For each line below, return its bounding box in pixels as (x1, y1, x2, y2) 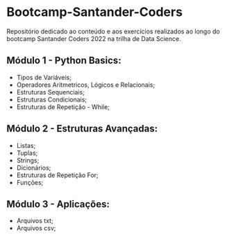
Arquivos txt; (16, 217, 53, 225)
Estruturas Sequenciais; (16, 88, 85, 96)
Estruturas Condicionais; (16, 95, 87, 104)
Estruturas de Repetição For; (16, 171, 99, 179)
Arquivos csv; (16, 224, 56, 233)
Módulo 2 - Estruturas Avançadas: (6, 123, 158, 135)
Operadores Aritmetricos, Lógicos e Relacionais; (16, 81, 155, 89)
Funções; (16, 178, 44, 186)
